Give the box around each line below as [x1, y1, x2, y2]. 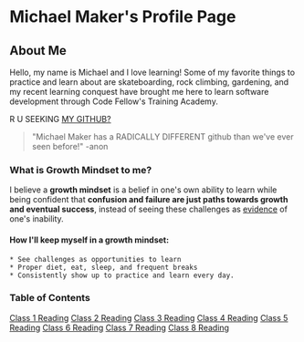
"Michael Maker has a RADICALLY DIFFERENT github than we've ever [31, 131, 294, 142]
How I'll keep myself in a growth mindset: [9, 234, 170, 245]
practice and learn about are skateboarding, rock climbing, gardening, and [9, 77, 289, 88]
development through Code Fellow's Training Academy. [9, 96, 219, 107]
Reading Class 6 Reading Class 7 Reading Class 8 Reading [9, 322, 230, 333]
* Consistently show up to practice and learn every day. [9, 271, 235, 280]
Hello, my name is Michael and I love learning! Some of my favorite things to [9, 67, 295, 78]
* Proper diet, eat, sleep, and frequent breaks [9, 263, 198, 272]
